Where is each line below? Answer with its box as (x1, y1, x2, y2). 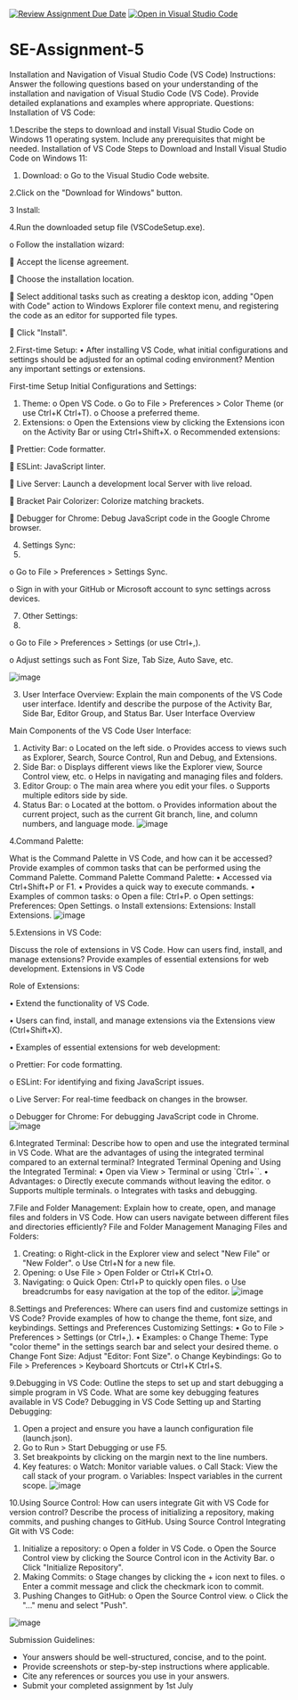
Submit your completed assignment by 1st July (21, 1679, 194, 1690)
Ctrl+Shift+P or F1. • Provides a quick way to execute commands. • (9, 881, 255, 892)
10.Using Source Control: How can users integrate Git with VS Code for (9, 1497, 270, 1507)
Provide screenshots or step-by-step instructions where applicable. (21, 1661, 270, 1671)
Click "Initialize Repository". (21, 1562, 124, 1572)
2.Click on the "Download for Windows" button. (9, 187, 183, 198)
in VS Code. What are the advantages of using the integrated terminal (9, 1147, 264, 1158)
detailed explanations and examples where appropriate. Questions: (9, 97, 254, 108)
